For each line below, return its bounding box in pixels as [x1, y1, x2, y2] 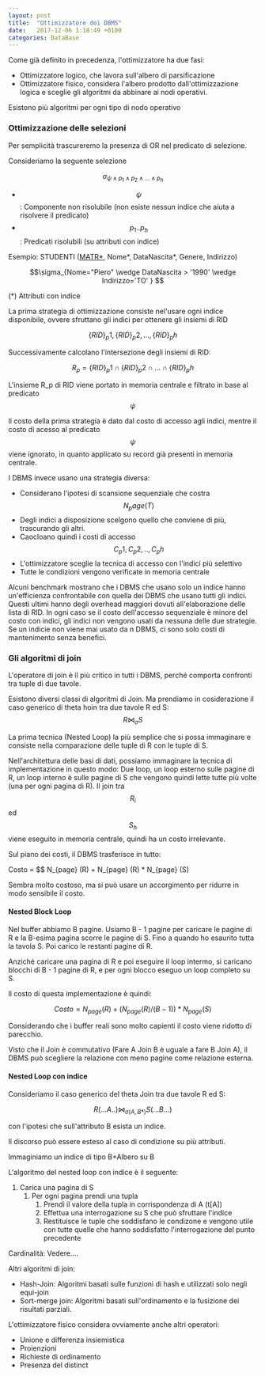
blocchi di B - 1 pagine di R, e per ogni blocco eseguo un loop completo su [8, 965, 251, 974]
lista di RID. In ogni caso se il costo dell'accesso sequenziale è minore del [8, 607, 248, 617]
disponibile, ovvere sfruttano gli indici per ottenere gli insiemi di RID [8, 315, 228, 324]
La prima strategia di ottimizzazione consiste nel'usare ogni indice [8, 306, 224, 317]
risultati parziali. [19, 1305, 72, 1314]
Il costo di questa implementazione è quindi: [8, 988, 152, 998]
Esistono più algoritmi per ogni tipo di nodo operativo [8, 103, 181, 112]
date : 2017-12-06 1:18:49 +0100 [8, 26, 123, 34]
